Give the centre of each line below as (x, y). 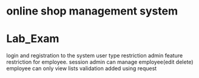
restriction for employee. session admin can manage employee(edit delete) (100, 62)
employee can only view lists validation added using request (82, 68)
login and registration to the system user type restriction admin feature (95, 56)
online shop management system (92, 11)
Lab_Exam (33, 39)
